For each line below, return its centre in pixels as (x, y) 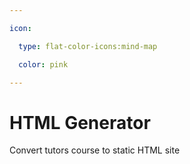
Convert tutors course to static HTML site (95, 150)
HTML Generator (80, 122)
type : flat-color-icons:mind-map (88, 46)
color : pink (43, 64)
